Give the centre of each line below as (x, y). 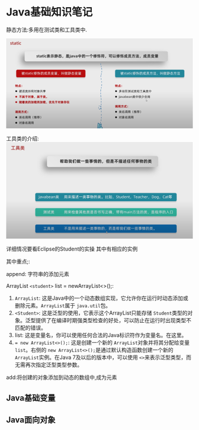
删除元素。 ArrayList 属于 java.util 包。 (63, 306)
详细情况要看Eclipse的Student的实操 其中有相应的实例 (72, 249)
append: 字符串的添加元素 (38, 274)
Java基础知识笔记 (49, 12)
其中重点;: (18, 262)
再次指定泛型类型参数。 (54, 365)
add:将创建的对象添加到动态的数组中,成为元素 (62, 377)
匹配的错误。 (30, 328)
